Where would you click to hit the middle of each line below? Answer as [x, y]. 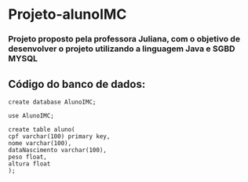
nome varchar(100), [40, 143]
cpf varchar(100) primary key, [59, 136]
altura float [29, 164]
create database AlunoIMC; [52, 102]
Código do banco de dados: [77, 84]
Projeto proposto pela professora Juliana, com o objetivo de [124, 39]
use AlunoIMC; [31, 115]
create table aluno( [42, 129]
